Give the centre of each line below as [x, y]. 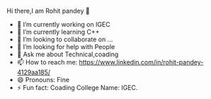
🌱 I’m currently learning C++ [58, 32]
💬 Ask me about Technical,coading [68, 54]
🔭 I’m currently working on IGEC [63, 24]
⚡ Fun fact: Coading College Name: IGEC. [77, 87]
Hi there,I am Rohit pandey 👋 [48, 11]
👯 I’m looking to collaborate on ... [65, 39]
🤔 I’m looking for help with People [66, 47]
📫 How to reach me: [47, 62]
